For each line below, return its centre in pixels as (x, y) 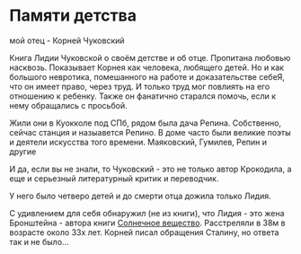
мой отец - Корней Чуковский (67, 40)
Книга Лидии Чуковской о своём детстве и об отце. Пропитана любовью (150, 57)
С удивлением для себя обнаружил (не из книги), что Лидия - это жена (147, 213)
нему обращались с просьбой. (68, 105)
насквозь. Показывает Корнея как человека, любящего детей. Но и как (147, 67)
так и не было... (39, 241)
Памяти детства (73, 16)
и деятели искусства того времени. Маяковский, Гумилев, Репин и (138, 142)
